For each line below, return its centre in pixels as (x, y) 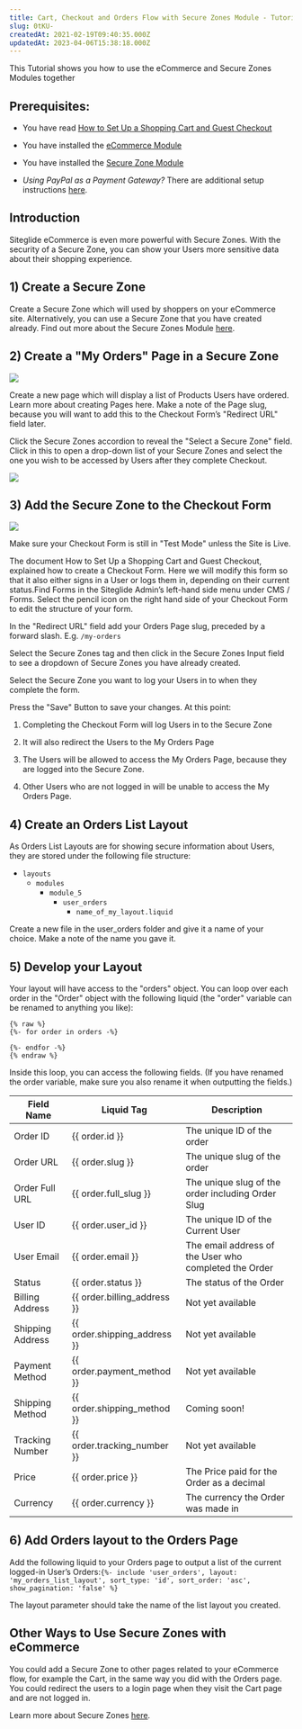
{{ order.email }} (105, 1256)
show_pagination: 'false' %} (64, 1588)
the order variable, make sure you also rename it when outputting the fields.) (151, 1082)
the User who (214, 1256)
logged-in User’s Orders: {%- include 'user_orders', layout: (124, 1571)
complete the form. (45, 690)
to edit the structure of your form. (71, 609)
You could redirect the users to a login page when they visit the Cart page (146, 1688)
